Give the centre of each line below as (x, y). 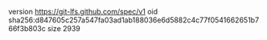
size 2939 (64, 28)
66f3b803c (27, 28)
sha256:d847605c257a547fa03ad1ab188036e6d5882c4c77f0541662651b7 (134, 20)
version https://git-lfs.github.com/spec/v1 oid (83, 12)
